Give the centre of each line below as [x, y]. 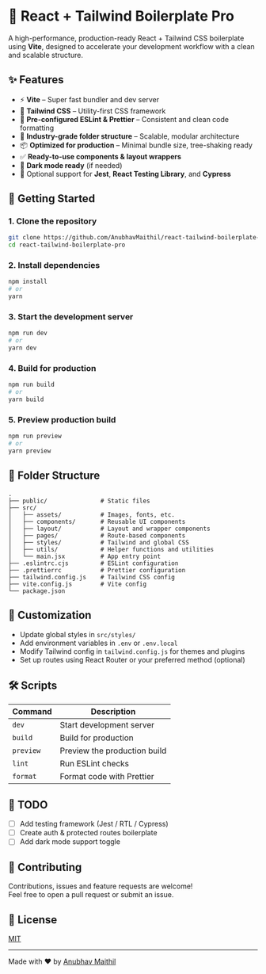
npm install [28, 282]
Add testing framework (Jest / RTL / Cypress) [94, 824]
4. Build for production [52, 368]
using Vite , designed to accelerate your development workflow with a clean [131, 46]
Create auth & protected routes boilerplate [88, 833]
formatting [36, 128]
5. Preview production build [62, 419]
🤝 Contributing [45, 867]
